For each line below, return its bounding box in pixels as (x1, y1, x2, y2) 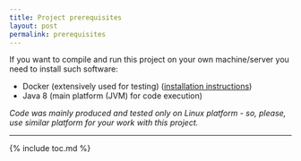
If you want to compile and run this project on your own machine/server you (9, 55, 289, 65)
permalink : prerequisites (9, 30, 106, 38)
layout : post (9, 21, 58, 30)
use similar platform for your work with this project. (9, 117, 199, 128)
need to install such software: (9, 64, 118, 74)
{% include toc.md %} (9, 143, 91, 154)
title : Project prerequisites (9, 13, 123, 22)
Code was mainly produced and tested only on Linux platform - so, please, (9, 108, 287, 119)
